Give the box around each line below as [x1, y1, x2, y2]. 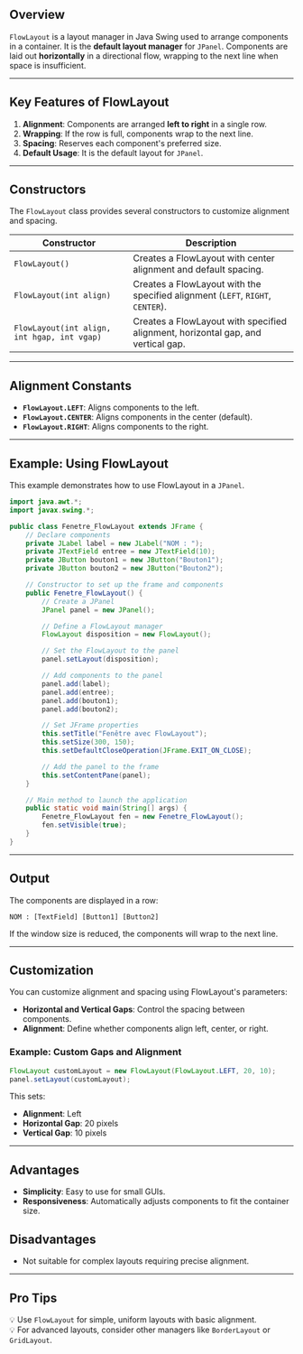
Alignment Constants [9, 378, 133, 394]
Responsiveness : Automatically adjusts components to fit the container [22, 1196, 289, 1207]
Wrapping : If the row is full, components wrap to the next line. [22, 128, 254, 139]
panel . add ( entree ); [41, 688, 115, 697]
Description [185, 236, 237, 249]
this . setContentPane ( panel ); [41, 771, 151, 780]
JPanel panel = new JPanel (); [41, 605, 155, 615]
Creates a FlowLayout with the [133, 278, 262, 291]
